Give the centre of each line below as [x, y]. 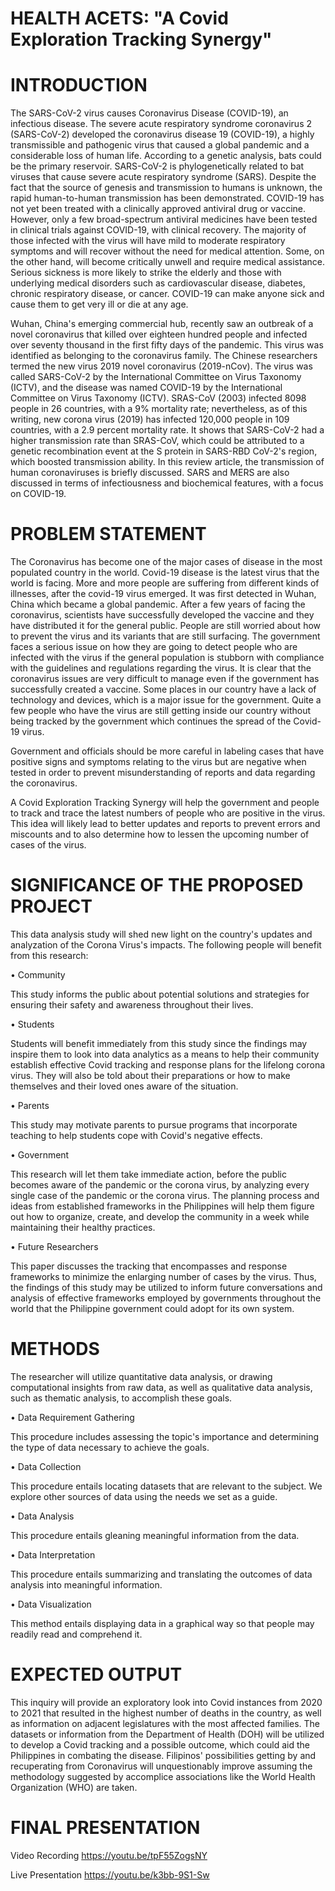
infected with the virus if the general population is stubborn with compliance [167, 658]
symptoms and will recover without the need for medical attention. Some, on [167, 251]
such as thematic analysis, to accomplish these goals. [121, 1398]
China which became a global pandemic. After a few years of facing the [158, 604]
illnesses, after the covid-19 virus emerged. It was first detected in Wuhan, [163, 594]
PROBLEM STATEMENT [108, 534]
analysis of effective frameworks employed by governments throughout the [166, 1298]
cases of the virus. [48, 845]
